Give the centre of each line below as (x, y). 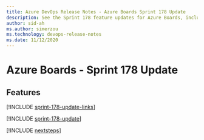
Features (23, 92)
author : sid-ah (25, 23)
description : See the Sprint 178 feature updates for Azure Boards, (95, 18)
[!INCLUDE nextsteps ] (34, 130)
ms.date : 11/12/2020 (32, 40)
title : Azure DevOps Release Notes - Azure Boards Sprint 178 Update (96, 12)
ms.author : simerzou (32, 29)
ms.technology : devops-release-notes (54, 35)
